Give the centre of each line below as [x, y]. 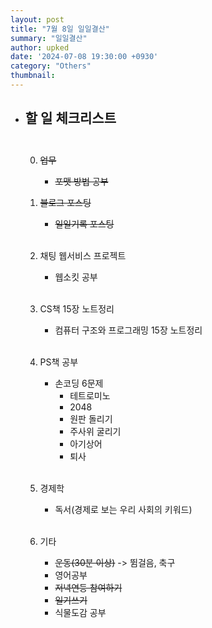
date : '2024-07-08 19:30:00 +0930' [84, 57]
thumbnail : [33, 76]
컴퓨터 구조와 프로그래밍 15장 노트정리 [128, 330]
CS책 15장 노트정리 [77, 308]
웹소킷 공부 [76, 277]
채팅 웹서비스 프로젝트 [83, 255]
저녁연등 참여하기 [88, 587]
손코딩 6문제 [79, 383]
